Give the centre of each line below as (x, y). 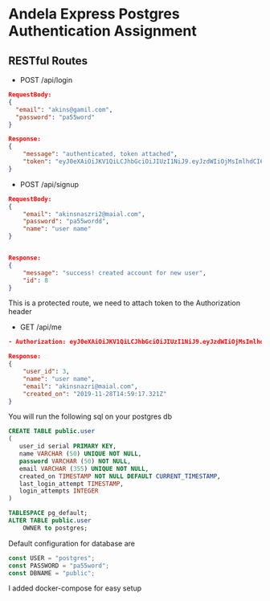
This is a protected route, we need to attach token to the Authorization (125, 303)
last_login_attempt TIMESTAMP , (72, 484)
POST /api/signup (49, 184)
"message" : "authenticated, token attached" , (100, 154)
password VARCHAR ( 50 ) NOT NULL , (75, 461)
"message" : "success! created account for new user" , (115, 273)
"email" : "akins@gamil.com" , (64, 109)
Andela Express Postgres (94, 14)
